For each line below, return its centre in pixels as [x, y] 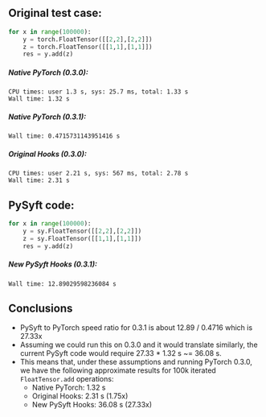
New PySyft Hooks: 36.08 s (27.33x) [92, 405]
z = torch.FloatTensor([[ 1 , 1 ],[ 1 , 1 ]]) [88, 47]
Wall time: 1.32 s [39, 99]
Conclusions [41, 308]
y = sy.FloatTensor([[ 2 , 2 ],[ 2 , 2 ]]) [82, 231]
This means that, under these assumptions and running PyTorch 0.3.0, [136, 362]
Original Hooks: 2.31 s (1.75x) [80, 396]
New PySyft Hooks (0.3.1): [53, 264]
